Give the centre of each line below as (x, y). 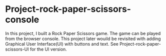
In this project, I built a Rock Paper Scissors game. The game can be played (83, 33)
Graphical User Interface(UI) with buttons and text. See (62, 44)
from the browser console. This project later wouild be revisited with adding (83, 39)
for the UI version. (48, 49)
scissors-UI (17, 49)
